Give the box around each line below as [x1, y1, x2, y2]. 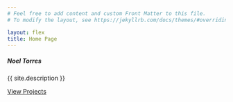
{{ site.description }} [7, 74, 66, 83]
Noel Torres [7, 57, 42, 65]
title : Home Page [7, 35, 58, 42]
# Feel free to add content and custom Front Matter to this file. [7, 10, 207, 17]
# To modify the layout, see [7, 17, 92, 23]
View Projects [7, 88, 47, 96]
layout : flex [7, 29, 45, 36]
